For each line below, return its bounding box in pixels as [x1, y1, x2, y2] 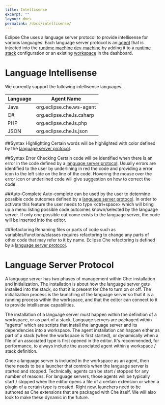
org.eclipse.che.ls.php [36, 120, 87, 127]
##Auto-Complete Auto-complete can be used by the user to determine [5, 191, 151, 197]
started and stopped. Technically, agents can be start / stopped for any [5, 368, 149, 374]
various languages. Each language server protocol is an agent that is [5, 40, 144, 46]
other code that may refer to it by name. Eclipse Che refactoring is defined [5, 237, 156, 243]
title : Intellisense [5, 7, 48, 12]
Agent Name [51, 96, 82, 102]
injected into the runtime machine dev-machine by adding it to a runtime [5, 45, 151, 51]
